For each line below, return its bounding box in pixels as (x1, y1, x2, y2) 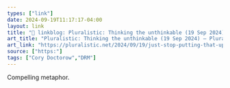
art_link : (7, 42, 36, 48)
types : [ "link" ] (7, 10, 53, 17)
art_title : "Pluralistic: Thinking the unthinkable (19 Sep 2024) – (7, 35, 207, 42)
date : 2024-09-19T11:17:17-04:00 (7, 16, 103, 23)
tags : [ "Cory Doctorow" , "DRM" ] (7, 55, 97, 61)
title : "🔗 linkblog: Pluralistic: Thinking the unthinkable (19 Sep (7, 29, 207, 36)
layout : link (7, 23, 44, 29)
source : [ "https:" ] (7, 48, 63, 55)
